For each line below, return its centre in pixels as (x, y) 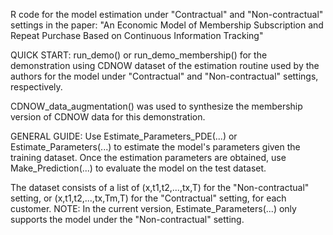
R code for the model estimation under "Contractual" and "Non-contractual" (167, 14)
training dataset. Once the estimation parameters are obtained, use (148, 157)
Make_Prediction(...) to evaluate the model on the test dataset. (138, 168)
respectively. (36, 87)
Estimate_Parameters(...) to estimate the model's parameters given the (155, 147)
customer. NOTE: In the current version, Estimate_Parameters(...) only (153, 208)
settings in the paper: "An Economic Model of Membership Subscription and (167, 25)
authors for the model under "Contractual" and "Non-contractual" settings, (164, 76)
